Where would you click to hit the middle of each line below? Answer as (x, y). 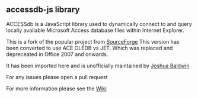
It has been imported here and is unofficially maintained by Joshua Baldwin (98, 66)
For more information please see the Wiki (56, 89)
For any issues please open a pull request (57, 77)
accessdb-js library (43, 10)
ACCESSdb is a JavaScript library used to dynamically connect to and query (99, 24)
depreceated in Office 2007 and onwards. (57, 54)
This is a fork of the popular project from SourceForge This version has (93, 41)
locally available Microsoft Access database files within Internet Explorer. (95, 30)
